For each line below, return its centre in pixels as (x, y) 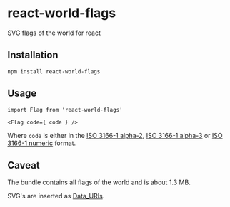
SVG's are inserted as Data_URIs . (56, 196)
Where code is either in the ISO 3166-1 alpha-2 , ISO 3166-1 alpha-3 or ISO (115, 135)
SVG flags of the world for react (54, 33)
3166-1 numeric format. (42, 143)
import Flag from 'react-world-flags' (65, 110)
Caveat (24, 165)
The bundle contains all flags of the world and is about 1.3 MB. (99, 182)
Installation (33, 55)
